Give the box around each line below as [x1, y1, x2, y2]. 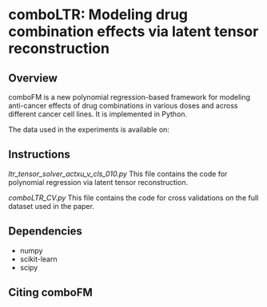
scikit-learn [19, 254, 58, 264]
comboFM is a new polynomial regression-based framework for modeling [8, 92, 250, 101]
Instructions [8, 148, 70, 161]
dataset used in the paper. [8, 201, 94, 211]
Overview [8, 71, 58, 85]
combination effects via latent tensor [8, 22, 259, 41]
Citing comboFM [8, 285, 94, 300]
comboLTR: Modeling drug [8, 6, 189, 24]
